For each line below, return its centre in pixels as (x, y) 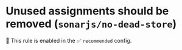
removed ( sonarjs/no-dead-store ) (91, 24)
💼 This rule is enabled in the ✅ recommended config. (69, 40)
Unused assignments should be (87, 11)
